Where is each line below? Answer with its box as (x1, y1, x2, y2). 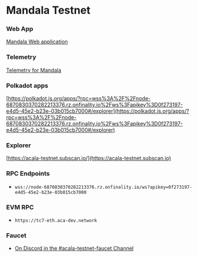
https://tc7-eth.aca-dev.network (14, 217, 98, 223)
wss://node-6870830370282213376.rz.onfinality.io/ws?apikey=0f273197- (14, 184, 193, 190)
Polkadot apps (6, 81, 48, 90)
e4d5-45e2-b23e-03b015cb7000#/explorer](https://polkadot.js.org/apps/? (6, 107, 189, 115)
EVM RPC (6, 203, 34, 211)
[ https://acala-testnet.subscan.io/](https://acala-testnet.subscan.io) (6, 155, 171, 162)
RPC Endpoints (6, 170, 50, 178)
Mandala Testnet (6, 4, 90, 17)
